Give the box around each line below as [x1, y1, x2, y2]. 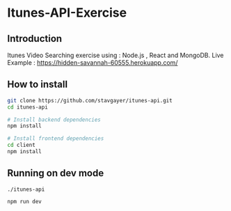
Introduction [7, 33, 63, 45]
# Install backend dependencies [7, 116, 101, 123]
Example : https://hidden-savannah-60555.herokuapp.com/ [7, 58, 178, 67]
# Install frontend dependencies [7, 135, 104, 142]
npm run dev [7, 198, 42, 205]
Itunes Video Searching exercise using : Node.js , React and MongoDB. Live [7, 51, 224, 59]
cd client [7, 141, 36, 149]
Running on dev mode [7, 167, 104, 179]
